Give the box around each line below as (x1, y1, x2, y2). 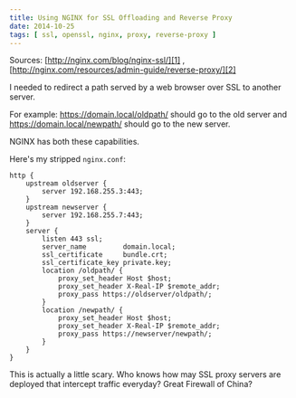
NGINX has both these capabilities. (9, 137, 140, 147)
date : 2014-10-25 (9, 22, 75, 31)
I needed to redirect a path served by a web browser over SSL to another (9, 82, 282, 93)
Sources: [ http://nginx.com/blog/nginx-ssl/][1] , (9, 55, 186, 66)
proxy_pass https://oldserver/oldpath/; (57, 290, 213, 299)
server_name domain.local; (42, 242, 177, 251)
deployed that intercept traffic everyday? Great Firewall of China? (9, 379, 253, 390)
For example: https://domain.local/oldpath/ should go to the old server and (9, 109, 288, 120)
